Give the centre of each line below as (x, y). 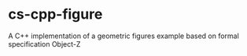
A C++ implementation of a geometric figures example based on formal (124, 36)
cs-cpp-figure (55, 14)
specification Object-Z (44, 44)
